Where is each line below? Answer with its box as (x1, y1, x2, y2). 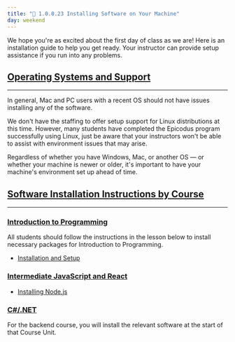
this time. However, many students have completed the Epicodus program (7, 124, 220, 133)
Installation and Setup (17, 254, 80, 262)
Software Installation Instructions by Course (7, 188, 204, 200)
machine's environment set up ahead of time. (7, 168, 138, 176)
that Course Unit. (7, 328, 57, 336)
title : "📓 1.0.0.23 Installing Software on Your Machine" (7, 10, 180, 17)
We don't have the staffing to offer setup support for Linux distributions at (7, 117, 220, 126)
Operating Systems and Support (7, 71, 151, 83)
